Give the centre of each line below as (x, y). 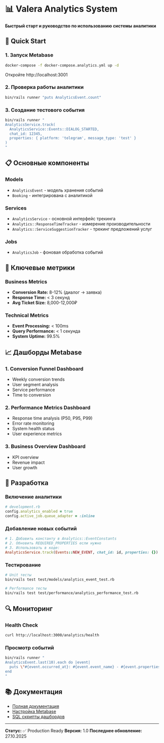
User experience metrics (37, 434)
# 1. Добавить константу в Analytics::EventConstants (61, 539)
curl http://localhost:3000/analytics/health (52, 635)
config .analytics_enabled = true (39, 512)
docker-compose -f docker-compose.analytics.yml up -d (62, 65)
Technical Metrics (27, 315)
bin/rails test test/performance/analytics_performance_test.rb (72, 593)
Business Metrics (26, 282)
